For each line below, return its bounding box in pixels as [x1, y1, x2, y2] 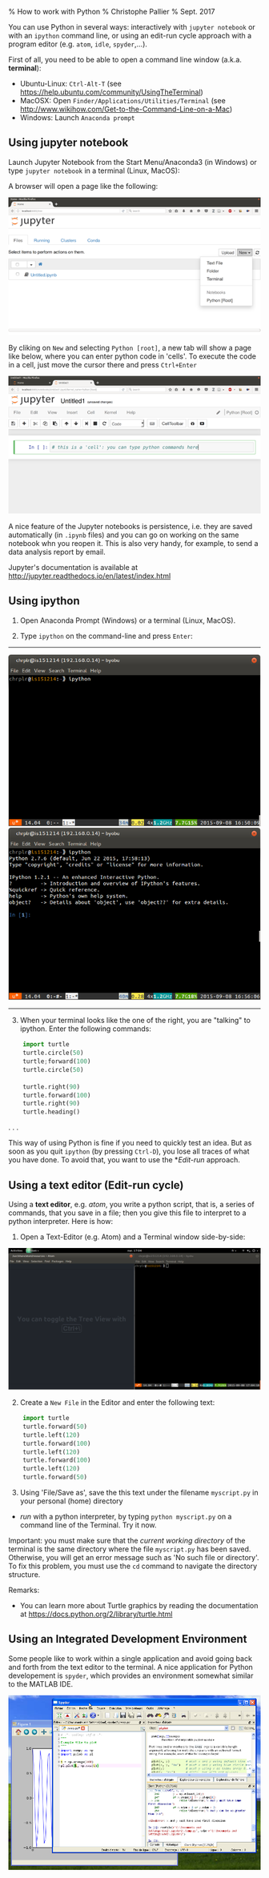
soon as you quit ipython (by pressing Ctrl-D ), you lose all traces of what [8, 1146, 250, 1156]
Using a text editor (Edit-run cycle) [8, 1178, 184, 1192]
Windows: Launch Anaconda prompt [19, 113, 135, 122]
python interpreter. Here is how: [8, 1217, 114, 1226]
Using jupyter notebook [8, 136, 129, 150]
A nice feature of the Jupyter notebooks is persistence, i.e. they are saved [8, 521, 253, 531]
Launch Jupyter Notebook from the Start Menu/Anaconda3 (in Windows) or [8, 157, 258, 167]
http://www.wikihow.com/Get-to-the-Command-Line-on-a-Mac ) [19, 104, 233, 114]
